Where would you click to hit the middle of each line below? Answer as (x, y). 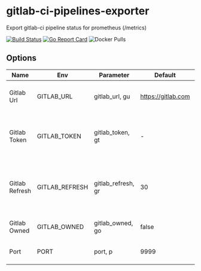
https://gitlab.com (165, 96)
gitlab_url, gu (112, 96)
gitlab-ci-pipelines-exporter (78, 11)
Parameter (114, 75)
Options (22, 58)
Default (165, 75)
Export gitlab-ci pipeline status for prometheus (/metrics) (76, 28)
